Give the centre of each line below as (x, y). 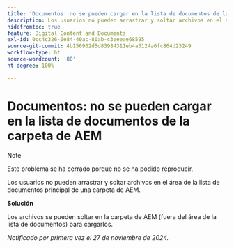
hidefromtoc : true (34, 27)
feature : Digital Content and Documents (67, 33)
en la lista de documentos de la (99, 121)
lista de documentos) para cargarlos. (60, 224)
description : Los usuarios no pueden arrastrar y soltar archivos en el (115, 20)
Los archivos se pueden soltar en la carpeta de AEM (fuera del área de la (112, 216)
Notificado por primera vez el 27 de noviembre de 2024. (88, 237)
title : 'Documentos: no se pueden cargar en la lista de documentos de (113, 14)
